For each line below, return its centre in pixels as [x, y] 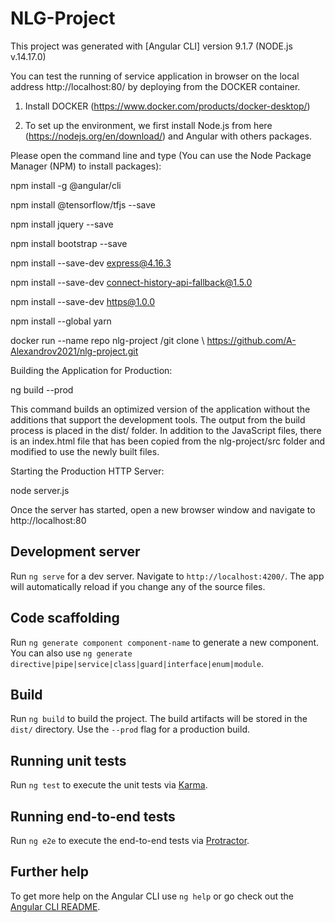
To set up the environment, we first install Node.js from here [148, 125]
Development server [75, 552]
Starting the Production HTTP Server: [87, 471]
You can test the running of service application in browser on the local [155, 76]
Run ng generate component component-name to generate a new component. [165, 642]
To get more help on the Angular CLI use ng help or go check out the [152, 896]
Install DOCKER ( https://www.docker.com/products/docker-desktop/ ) [167, 106]
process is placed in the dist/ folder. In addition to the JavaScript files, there [166, 430]
